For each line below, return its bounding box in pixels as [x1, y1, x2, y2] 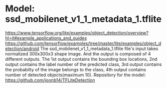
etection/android [5, 45, 39, 51]
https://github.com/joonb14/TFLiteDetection [5, 77, 95, 83]
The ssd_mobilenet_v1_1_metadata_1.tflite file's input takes [40, 45, 159, 51]
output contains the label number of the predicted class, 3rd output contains [5, 61, 162, 67]
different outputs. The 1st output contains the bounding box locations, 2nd [5, 56, 158, 62]
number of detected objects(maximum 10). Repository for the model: [5, 72, 146, 78]
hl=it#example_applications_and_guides [5, 35, 87, 41]
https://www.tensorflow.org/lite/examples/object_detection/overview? [5, 30, 149, 36]
